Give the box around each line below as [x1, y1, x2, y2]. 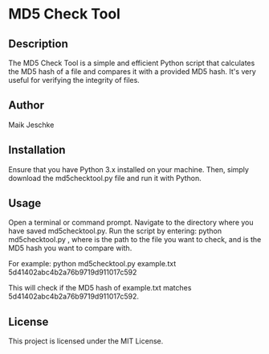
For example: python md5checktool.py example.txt [8, 259, 177, 269]
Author [8, 98, 44, 113]
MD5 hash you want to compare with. [8, 243, 132, 253]
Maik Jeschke [8, 120, 55, 130]
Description [8, 37, 68, 51]
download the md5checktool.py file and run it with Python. [8, 173, 202, 183]
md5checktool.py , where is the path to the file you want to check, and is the [8, 235, 262, 245]
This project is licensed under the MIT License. [8, 336, 164, 346]
